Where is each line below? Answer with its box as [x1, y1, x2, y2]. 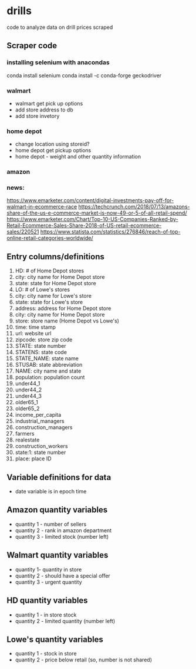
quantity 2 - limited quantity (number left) [15, 617, 116, 624]
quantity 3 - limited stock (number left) [15, 533, 109, 540]
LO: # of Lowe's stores [15, 286, 70, 293]
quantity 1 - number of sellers [15, 520, 87, 528]
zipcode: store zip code [15, 336, 73, 343]
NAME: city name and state [15, 367, 82, 375]
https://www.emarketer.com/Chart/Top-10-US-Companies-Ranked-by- [6, 216, 178, 223]
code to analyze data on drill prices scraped [6, 24, 113, 31]
